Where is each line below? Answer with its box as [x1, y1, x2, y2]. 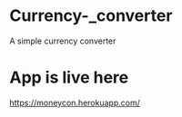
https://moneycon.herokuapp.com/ [9, 97, 141, 108]
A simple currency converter [9, 35, 116, 46]
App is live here [9, 67, 129, 88]
